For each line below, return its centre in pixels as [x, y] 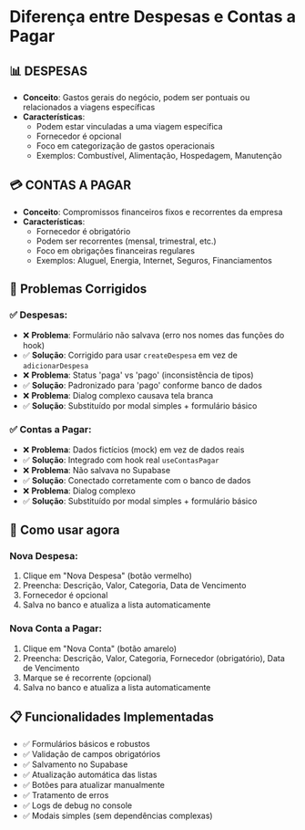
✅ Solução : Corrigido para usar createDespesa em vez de [130, 355]
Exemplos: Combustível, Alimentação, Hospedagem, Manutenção [159, 156]
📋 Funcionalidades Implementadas [112, 717]
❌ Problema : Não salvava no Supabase [97, 470]
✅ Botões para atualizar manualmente [94, 784]
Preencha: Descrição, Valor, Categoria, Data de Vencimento [134, 586]
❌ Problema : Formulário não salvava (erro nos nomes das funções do [153, 335]
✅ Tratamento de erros [66, 794]
